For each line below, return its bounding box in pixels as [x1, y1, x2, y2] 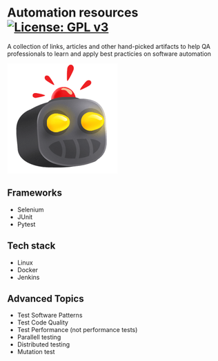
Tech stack [7, 240, 56, 252]
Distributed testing [17, 340, 70, 349]
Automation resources [7, 5, 139, 21]
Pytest [17, 220, 36, 228]
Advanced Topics [7, 293, 84, 305]
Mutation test [17, 348, 55, 356]
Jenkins [17, 273, 40, 281]
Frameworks [7, 187, 63, 199]
